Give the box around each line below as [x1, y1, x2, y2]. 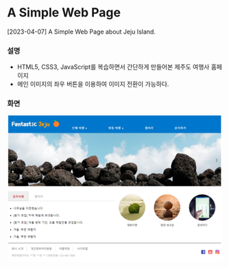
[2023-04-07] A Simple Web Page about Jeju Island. [7, 27, 156, 36]
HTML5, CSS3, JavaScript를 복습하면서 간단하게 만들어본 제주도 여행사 [16, 63, 210, 71]
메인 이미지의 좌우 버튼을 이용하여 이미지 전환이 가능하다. [16, 80, 169, 89]
